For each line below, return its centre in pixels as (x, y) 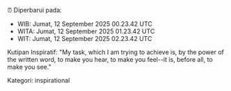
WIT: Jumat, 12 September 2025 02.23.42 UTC (85, 39)
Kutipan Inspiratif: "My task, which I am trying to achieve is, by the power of (115, 52)
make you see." (29, 67)
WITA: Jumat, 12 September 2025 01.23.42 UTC (86, 31)
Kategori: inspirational (39, 80)
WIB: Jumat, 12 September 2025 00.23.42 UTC (85, 24)
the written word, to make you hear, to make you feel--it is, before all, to (110, 59)
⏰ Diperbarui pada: (35, 10)
